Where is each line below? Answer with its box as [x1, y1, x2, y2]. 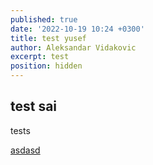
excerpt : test [10, 52, 70, 62]
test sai [10, 98, 58, 115]
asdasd [10, 144, 41, 156]
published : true [10, 14, 78, 25]
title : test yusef [10, 33, 87, 43]
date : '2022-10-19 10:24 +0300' [10, 24, 145, 34]
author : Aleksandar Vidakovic [10, 42, 137, 53]
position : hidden [10, 61, 83, 71]
